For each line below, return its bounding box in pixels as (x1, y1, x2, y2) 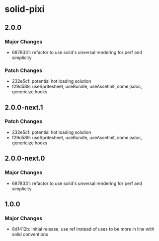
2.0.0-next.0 (4, 154, 45, 163)
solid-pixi (4, 3, 45, 15)
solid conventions (11, 232, 48, 238)
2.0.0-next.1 (4, 103, 43, 112)
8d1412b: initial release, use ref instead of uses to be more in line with (11, 226, 155, 232)
